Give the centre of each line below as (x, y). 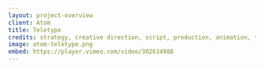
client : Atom (29, 23)
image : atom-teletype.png (50, 45)
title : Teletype (35, 30)
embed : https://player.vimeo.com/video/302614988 (91, 52)
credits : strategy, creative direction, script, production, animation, (130, 37)
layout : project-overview (50, 15)
